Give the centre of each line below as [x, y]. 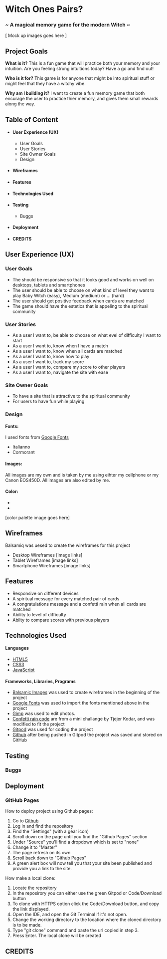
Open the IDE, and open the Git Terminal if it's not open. [70, 915]
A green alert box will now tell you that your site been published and [82, 863]
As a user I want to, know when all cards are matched [67, 351]
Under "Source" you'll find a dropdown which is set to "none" [76, 842]
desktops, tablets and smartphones [49, 285]
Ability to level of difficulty [39, 614]
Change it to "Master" [35, 847]
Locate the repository [34, 888]
